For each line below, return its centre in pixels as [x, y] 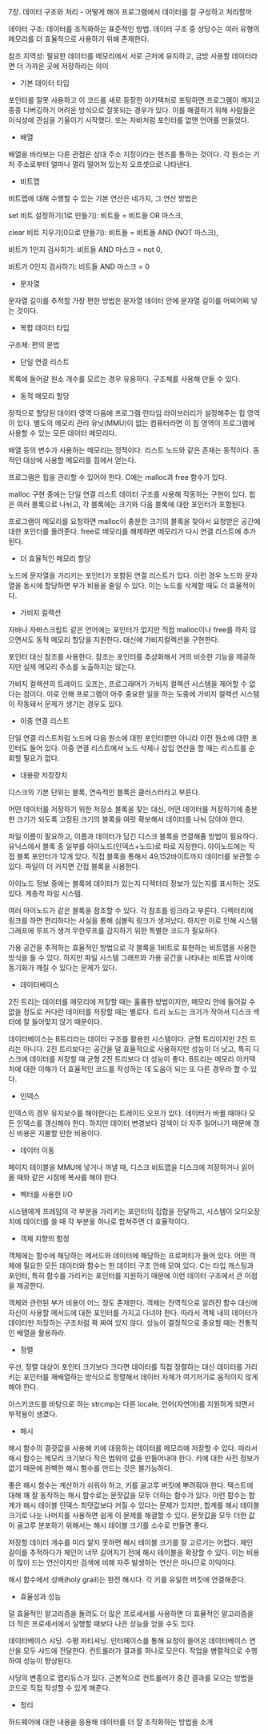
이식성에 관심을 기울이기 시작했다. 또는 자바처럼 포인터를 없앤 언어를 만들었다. [129, 120]
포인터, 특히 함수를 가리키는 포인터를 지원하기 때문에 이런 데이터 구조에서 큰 [126, 1275]
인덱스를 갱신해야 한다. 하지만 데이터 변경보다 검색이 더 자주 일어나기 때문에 [134, 1123]
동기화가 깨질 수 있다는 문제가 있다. [63, 968]
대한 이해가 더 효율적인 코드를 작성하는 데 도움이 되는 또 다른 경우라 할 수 [136, 1069]
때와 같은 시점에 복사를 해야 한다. [68, 1177]
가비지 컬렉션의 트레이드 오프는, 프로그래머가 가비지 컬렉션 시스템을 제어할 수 [128, 684]
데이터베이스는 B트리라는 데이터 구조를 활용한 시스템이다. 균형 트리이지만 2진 [128, 1039]
